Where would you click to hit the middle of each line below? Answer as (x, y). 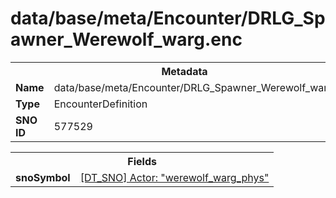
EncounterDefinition (100, 104)
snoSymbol (43, 177)
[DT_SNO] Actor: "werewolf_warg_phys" (174, 177)
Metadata (184, 71)
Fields (142, 161)
